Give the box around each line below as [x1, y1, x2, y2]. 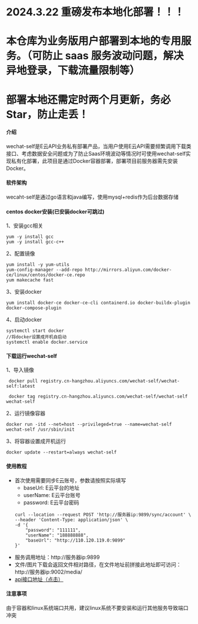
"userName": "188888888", [25, 532, 89, 538]
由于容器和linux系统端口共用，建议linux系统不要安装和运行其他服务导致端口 [6, 604, 189, 611]
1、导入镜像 [6, 367, 34, 374]
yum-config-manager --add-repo [6, 267, 83, 273]
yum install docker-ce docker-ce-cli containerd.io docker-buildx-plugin [6, 300, 191, 306]
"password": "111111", [25, 527, 81, 533]
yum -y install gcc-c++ [6, 239, 65, 245]
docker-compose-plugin [6, 305, 62, 311]
